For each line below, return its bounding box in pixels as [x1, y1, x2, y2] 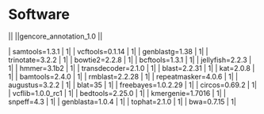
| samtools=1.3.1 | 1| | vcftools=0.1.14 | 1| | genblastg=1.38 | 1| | [8, 46, 209, 56]
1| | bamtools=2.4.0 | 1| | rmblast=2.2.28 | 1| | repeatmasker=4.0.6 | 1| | [8, 72, 239, 81]
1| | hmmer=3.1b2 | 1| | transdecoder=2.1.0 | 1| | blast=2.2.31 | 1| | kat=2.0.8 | [8, 63, 255, 72]
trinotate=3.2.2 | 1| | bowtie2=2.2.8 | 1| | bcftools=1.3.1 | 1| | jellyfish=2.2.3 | [8, 55, 252, 64]
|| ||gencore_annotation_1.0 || [8, 31, 103, 41]
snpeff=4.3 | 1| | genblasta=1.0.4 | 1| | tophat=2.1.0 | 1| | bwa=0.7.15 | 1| [8, 97, 236, 106]
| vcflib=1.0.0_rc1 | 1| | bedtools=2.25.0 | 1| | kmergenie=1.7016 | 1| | [8, 88, 226, 97]
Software [8, 6, 70, 24]
